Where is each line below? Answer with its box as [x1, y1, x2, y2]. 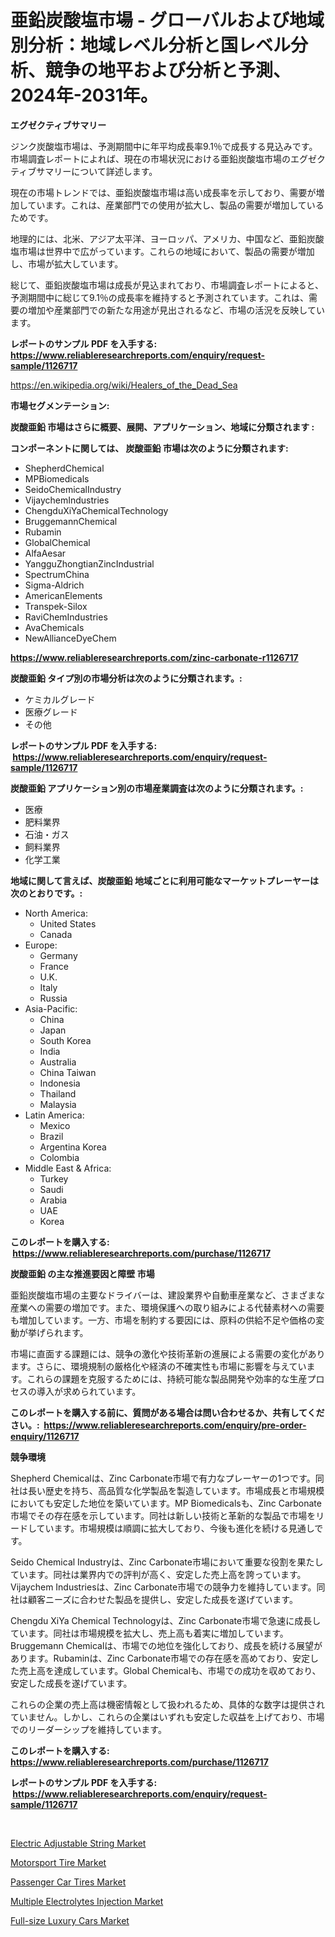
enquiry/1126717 [10, 1430, 80, 1442]
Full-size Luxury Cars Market [10, 1914, 130, 1926]
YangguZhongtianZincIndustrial [24, 557, 155, 570]
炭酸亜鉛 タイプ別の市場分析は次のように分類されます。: [10, 672, 243, 684]
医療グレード [24, 706, 78, 718]
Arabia [39, 1194, 68, 1206]
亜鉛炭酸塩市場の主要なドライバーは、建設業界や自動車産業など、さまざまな [10, 1289, 326, 1301]
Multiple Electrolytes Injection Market [10, 1895, 164, 1907]
